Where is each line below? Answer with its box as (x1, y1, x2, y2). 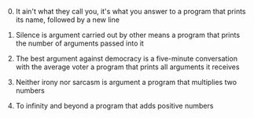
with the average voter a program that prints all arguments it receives (15, 62, 240, 72)
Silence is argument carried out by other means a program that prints (15, 31, 241, 39)
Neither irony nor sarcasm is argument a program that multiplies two (15, 78, 237, 87)
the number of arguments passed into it (15, 39, 144, 48)
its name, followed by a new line (15, 15, 120, 24)
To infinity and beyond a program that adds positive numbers (15, 101, 214, 110)
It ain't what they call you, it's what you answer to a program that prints (15, 7, 246, 16)
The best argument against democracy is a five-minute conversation (15, 54, 238, 63)
